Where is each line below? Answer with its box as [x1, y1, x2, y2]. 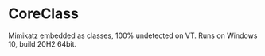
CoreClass [8, 5, 80, 23]
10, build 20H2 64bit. [8, 39, 77, 48]
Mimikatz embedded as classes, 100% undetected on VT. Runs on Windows [8, 31, 258, 40]
